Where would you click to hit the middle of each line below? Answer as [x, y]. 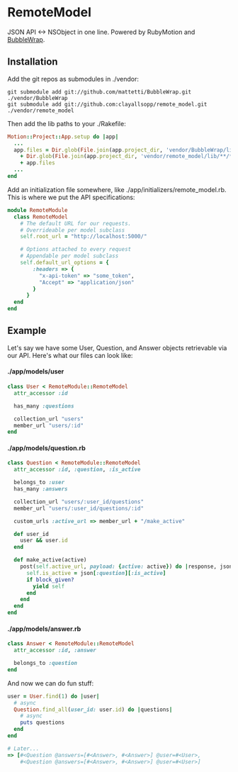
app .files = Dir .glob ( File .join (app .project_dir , [88, 150]
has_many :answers [41, 489]
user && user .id [44, 541]
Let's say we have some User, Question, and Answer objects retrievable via [117, 347]
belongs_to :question [46, 664]
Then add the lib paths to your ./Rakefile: [67, 123]
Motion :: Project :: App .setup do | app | [63, 136]
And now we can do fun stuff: [51, 683]
